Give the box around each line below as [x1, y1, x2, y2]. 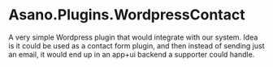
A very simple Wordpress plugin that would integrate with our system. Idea [8, 32, 258, 42]
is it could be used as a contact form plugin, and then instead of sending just [8, 40, 265, 50]
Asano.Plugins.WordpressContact [8, 6, 245, 24]
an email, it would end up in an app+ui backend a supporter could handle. [8, 49, 255, 59]
